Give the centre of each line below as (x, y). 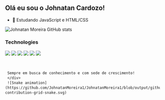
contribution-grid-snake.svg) (36, 93)
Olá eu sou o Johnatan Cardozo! (55, 8)
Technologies (22, 42)
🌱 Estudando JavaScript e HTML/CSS (50, 20)
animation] (36, 83)
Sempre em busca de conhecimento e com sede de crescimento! (71, 73)
